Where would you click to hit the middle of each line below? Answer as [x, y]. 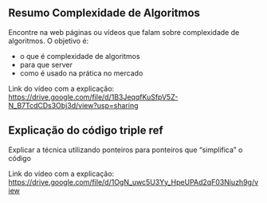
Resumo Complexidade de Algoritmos [104, 13]
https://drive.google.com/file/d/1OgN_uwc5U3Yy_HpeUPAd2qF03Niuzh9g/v [133, 182]
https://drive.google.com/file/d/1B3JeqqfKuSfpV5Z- [93, 97]
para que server [46, 64]
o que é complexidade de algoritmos [80, 56]
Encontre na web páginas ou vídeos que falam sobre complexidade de [124, 32]
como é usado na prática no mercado [81, 73]
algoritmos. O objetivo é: [49, 41]
